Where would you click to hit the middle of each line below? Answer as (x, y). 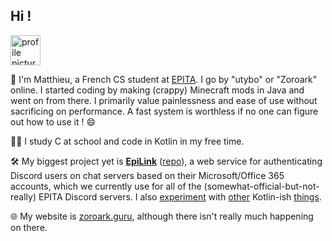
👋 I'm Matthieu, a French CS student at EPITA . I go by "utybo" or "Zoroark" (164, 79)
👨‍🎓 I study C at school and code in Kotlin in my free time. (127, 141)
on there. (29, 227)
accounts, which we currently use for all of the (106, 186)
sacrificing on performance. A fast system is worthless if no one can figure (164, 111)
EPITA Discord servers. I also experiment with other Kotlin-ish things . (180, 196)
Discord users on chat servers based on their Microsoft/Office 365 (147, 175)
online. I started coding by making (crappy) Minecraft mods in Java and (157, 90)
